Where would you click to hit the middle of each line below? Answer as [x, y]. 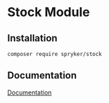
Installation [32, 38]
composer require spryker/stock [54, 54]
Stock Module [49, 12]
